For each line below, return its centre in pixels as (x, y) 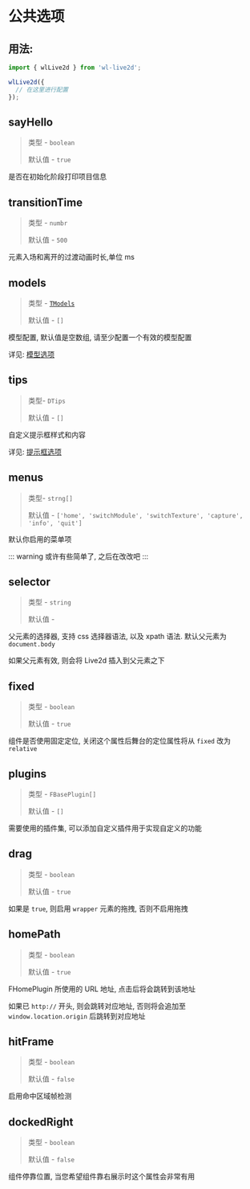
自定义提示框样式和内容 (47, 434)
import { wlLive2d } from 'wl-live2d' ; (75, 68)
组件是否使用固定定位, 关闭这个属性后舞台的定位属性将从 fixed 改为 (119, 741)
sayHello (31, 122)
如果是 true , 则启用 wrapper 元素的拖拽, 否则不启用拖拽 (98, 908)
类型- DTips (46, 400)
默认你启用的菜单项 (40, 539)
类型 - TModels (51, 303)
